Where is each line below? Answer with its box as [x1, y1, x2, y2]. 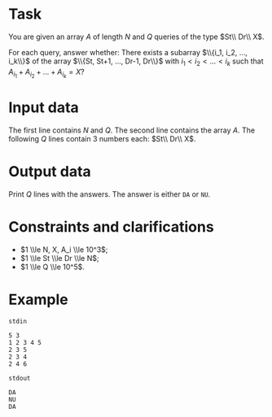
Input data [8, 98, 79, 117]
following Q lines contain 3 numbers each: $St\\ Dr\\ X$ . [8, 133, 196, 143]
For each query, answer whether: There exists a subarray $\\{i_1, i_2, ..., [8, 47, 248, 57]
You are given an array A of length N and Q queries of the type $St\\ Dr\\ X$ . [8, 32, 265, 41]
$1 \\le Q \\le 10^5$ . [20, 262, 86, 271]
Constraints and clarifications [8, 217, 214, 236]
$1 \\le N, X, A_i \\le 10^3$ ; [20, 245, 108, 254]
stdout [8, 374, 31, 382]
